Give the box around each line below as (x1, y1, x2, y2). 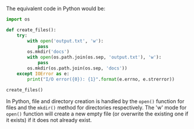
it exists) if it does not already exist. (6, 116, 92, 123)
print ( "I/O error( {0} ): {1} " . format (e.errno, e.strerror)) (27, 76, 175, 82)
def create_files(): (6, 27, 57, 33)
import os (6, 16, 31, 22)
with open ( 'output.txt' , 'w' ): (27, 38, 104, 44)
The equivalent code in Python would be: (6, 5, 106, 12)
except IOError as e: (16, 71, 69, 77)
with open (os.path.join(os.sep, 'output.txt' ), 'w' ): (27, 54, 162, 61)
